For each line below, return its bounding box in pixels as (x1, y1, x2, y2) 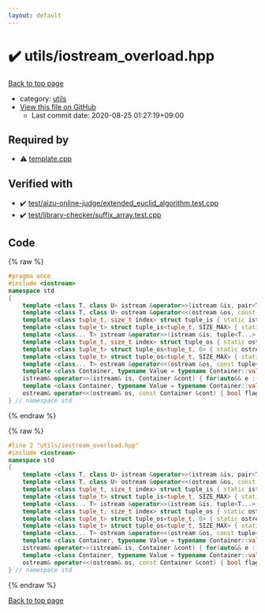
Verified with (8, 176, 73, 190)
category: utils (19, 94, 67, 103)
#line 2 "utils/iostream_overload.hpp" (8, 441, 140, 449)
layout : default (8, 11, 62, 20)
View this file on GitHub (19, 102, 97, 111)
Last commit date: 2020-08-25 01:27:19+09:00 (31, 110, 184, 120)
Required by (8, 133, 69, 147)
